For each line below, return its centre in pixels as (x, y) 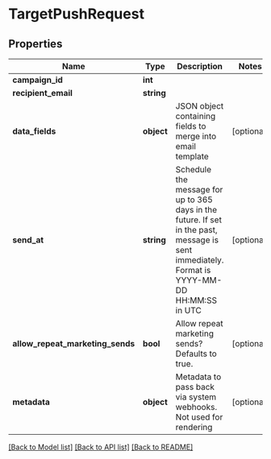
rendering (194, 427)
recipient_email (42, 93)
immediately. (200, 260)
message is (197, 240)
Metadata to (198, 377)
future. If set (198, 220)
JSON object (200, 106)
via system (196, 397)
